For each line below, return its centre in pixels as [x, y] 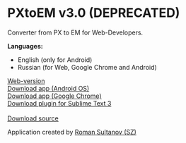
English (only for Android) [55, 60]
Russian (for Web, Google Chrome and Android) [87, 67]
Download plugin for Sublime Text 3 [59, 103]
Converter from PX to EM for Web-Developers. [75, 32]
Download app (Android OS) [48, 88]
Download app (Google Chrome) [54, 96]
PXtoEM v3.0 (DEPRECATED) [94, 13]
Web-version [26, 81]
